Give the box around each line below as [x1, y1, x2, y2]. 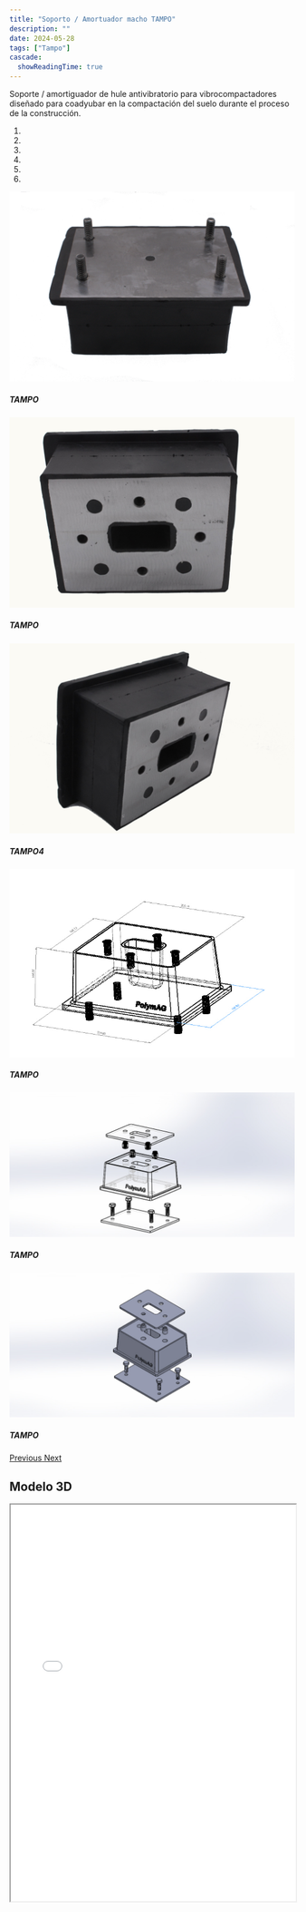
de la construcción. [9, 108, 81, 118]
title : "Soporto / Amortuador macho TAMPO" [9, 15, 177, 24]
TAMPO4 [9, 846, 44, 857]
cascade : [9, 53, 43, 63]
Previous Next [9, 1452, 62, 1464]
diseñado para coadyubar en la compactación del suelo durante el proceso [9, 98, 290, 109]
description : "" [9, 24, 71, 34]
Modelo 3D [9, 1478, 72, 1494]
